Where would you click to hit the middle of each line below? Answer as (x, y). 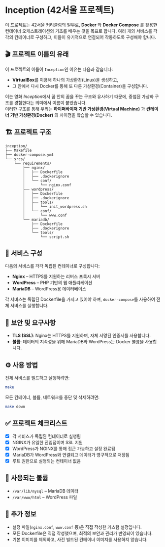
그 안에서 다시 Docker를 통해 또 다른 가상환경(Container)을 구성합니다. (80, 86)
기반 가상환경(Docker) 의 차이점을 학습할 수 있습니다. (61, 115)
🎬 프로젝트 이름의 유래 (37, 54)
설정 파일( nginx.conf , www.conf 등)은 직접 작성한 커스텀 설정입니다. (77, 527)
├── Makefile (18, 150)
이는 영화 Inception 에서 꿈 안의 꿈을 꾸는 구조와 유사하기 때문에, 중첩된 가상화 (80, 96)
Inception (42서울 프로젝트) (60, 10)
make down (15, 407)
